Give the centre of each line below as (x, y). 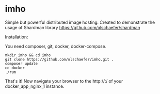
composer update (21, 63)
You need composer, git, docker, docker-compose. (56, 46)
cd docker (15, 68)
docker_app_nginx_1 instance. (35, 86)
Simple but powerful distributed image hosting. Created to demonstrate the (80, 22)
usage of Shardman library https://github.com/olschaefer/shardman (73, 27)
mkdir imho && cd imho (28, 55)
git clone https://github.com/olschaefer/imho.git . (59, 59)
